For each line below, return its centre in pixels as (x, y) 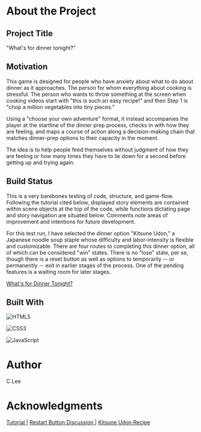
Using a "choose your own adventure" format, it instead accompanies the (97, 118)
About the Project (51, 11)
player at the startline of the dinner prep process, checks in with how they (98, 125)
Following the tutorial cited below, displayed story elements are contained (97, 202)
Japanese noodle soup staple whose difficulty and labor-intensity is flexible (100, 240)
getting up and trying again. (41, 162)
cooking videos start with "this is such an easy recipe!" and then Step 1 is (97, 100)
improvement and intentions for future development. (71, 221)
